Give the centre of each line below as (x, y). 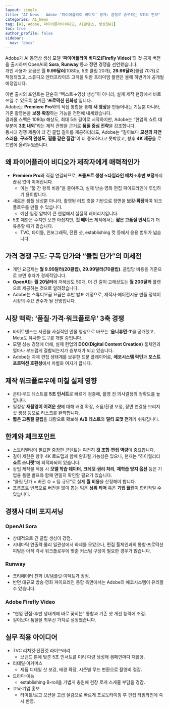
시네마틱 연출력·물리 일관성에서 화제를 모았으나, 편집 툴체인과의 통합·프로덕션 (88, 544)
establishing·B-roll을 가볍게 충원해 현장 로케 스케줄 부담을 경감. (82, 682)
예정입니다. (16, 83)
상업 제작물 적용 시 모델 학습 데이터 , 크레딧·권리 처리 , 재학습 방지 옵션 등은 (85, 468)
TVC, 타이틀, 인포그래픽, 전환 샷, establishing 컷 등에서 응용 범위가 (86, 232)
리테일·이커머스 (27, 663)
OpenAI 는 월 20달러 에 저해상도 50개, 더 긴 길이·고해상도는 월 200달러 (82, 282)
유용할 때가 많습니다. (33, 226)
